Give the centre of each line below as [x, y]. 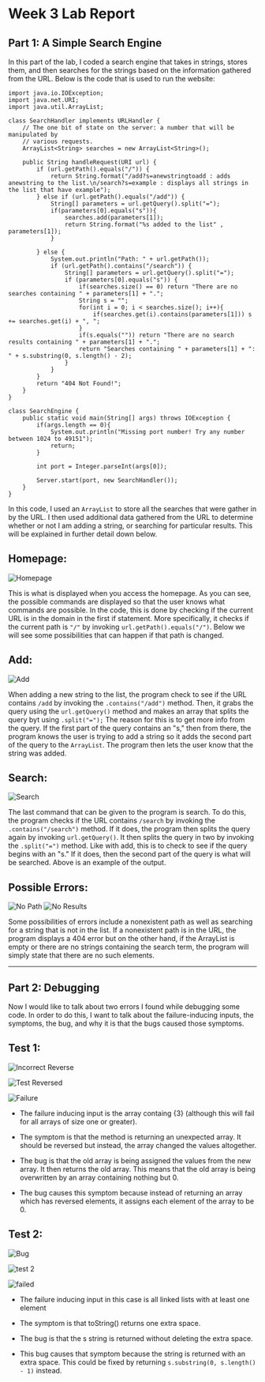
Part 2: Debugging [54, 987]
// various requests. [58, 141]
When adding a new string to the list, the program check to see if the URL [127, 694]
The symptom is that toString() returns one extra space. [110, 1323]
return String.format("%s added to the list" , [144, 224]
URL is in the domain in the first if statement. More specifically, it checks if [129, 618]
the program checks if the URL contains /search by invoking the [112, 821]
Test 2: [26, 1235]
